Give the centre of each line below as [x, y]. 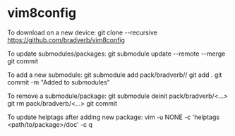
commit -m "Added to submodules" [59, 82]
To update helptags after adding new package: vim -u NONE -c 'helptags [114, 117]
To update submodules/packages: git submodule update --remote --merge [116, 54]
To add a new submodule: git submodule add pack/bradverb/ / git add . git [115, 75]
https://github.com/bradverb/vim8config [66, 39]
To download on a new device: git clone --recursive [82, 32]
